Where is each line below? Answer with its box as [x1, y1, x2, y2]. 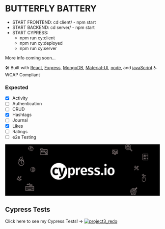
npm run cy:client [19, 35, 55, 41]
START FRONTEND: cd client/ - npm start [12, 19, 96, 25]
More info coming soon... [5, 55, 56, 60]
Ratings [12, 128, 28, 134]
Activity [12, 95, 28, 101]
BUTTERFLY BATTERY [5, 3, 97, 14]
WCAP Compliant [5, 72, 40, 78]
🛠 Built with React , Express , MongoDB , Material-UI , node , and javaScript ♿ [5, 64, 157, 70]
